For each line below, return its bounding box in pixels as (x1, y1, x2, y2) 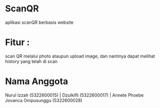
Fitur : (5, 37, 30, 48)
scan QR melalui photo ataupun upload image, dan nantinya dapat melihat (5, 53, 156, 59)
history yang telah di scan (5, 58, 58, 64)
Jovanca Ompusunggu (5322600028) (5, 97, 82, 103)
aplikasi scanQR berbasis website (5, 19, 74, 25)
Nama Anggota (5, 76, 68, 87)
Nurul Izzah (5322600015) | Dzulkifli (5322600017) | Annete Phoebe (5, 92, 144, 98)
